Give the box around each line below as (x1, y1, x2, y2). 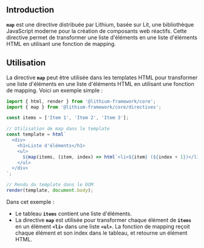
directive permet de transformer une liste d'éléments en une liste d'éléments (6, 33, 197, 41)
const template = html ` (6, 131, 67, 138)
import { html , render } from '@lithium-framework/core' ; (6, 98, 156, 105)
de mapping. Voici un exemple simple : (6, 86, 103, 94)
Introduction (6, 5, 55, 15)
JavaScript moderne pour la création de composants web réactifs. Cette (6, 27, 187, 34)
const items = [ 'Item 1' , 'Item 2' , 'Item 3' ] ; (6, 115, 129, 121)
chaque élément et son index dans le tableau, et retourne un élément (15, 229, 188, 237)
